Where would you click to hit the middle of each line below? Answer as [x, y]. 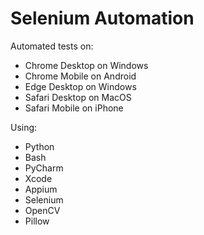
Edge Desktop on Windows [80, 86]
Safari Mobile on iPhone [74, 108]
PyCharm [44, 168]
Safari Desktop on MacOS [78, 97]
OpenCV [42, 210]
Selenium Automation [102, 18]
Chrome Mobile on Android [80, 76]
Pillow [37, 221]
